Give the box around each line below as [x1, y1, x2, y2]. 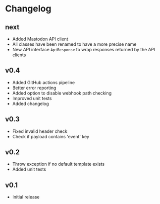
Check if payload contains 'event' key [12, 133, 90, 139]
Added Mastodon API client [12, 36, 68, 42]
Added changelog [12, 101, 49, 106]
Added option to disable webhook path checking [12, 90, 112, 96]
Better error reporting [12, 85, 56, 91]
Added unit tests [12, 166, 46, 172]
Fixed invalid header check [12, 128, 68, 134]
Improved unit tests [12, 95, 52, 101]
